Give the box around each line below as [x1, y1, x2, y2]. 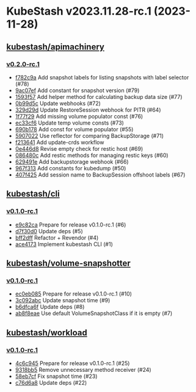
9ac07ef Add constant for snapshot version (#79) [15, 87, 140, 94]
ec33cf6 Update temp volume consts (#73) [15, 119, 124, 126]
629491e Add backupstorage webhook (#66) [15, 158, 129, 165]
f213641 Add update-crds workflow [15, 139, 104, 146]
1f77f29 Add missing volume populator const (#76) [15, 112, 143, 120]
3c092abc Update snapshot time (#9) [15, 297, 111, 304]
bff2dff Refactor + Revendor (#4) [15, 234, 99, 241]
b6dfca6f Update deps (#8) [15, 303, 85, 311]
